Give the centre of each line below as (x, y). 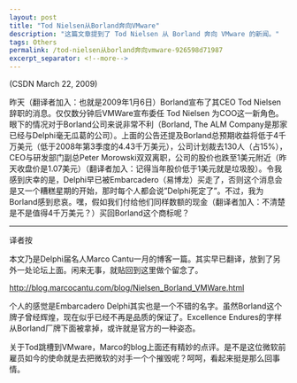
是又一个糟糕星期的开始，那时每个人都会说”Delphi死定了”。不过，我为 (137, 191)
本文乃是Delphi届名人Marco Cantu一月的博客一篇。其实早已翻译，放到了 (141, 259)
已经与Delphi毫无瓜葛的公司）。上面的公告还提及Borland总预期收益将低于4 (144, 135)
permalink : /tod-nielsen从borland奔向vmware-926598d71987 (116, 51)
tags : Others (33, 42)
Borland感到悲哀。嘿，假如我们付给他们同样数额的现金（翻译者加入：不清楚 (147, 202)
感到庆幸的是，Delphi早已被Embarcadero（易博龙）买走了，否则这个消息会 (146, 180)
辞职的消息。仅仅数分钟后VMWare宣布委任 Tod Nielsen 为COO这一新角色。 (147, 113)
